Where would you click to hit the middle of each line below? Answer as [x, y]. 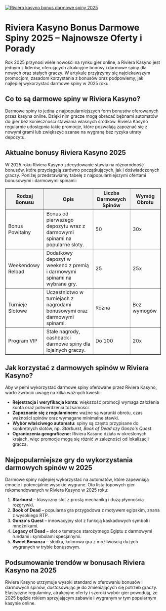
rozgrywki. [23, 505]
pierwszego [60, 220]
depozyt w [59, 259]
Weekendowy [24, 265]
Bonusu [25, 202]
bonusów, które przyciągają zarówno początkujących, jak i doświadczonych [82, 170]
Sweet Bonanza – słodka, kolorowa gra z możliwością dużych [75, 542]
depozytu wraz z [66, 226]
